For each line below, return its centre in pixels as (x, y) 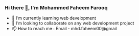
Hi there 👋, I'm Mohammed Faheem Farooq (56, 8)
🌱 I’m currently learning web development (54, 18)
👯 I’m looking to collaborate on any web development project (73, 23)
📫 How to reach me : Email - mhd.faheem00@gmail (64, 29)
